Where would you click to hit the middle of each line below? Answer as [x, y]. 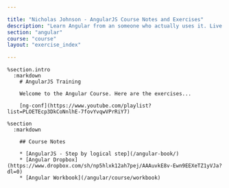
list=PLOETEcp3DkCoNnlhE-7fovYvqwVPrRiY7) [69, 112]
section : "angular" [35, 32]
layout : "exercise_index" [44, 45]
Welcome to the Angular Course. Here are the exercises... [106, 94]
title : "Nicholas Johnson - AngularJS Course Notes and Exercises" [106, 19]
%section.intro [29, 70]
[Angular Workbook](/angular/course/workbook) [93, 178]
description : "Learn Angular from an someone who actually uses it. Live [115, 26]
